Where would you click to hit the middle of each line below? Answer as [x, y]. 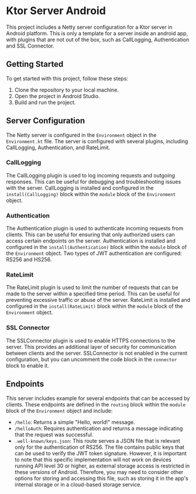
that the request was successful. [54, 434]
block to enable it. [28, 365]
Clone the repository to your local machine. [66, 90]
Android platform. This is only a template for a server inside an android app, [97, 33]
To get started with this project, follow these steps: [67, 78]
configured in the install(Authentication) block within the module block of [97, 247]
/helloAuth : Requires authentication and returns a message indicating [99, 428]
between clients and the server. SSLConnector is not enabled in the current [97, 353]
